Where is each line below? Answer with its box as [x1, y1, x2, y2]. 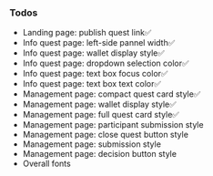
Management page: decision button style [22, 149, 177, 160]
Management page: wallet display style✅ [22, 98, 177, 110]
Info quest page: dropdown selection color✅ [22, 57, 189, 69]
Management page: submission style [22, 139, 162, 150]
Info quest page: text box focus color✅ [22, 68, 168, 79]
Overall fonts [22, 158, 71, 170]
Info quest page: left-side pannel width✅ [22, 37, 176, 48]
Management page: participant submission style [22, 119, 204, 130]
